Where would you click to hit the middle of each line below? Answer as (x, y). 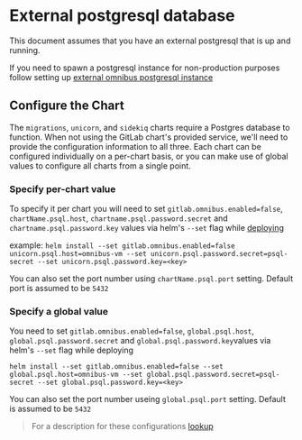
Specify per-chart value (63, 188)
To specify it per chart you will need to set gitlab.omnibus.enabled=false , (146, 209)
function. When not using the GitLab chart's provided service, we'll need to (149, 137)
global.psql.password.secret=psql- (213, 375)
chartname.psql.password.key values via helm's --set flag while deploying (146, 228)
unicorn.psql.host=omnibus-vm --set (78, 254)
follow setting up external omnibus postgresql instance (111, 77)
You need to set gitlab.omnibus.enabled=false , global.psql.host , (132, 331)
